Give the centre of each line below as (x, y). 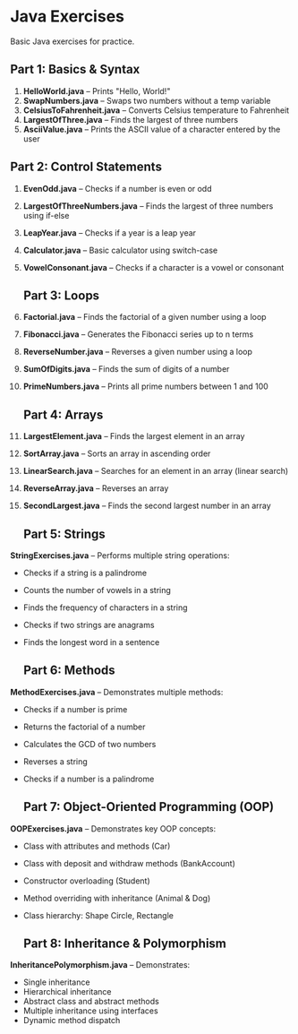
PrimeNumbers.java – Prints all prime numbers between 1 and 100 (146, 386)
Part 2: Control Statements (86, 167)
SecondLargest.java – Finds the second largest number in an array (147, 506)
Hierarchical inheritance (67, 992)
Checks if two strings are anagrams (89, 625)
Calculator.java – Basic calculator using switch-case (120, 250)
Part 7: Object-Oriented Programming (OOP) (149, 807)
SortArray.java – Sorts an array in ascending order (117, 453)
